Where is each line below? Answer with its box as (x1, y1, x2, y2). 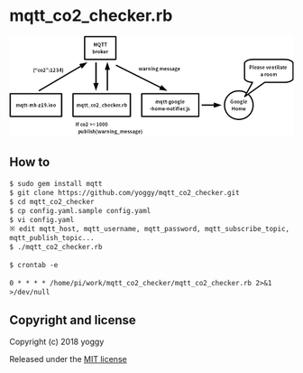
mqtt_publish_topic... (9, 234, 95, 243)
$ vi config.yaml (9, 216, 75, 225)
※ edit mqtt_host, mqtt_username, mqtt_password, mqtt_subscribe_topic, (9, 225, 290, 234)
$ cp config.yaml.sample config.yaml (9, 207, 151, 216)
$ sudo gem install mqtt (9, 180, 103, 189)
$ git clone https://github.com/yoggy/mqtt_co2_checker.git (9, 189, 241, 198)
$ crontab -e (9, 261, 59, 270)
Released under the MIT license (9, 353, 128, 364)
